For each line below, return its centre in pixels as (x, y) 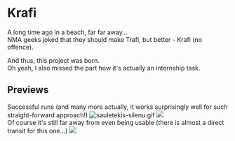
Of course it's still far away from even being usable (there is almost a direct (116, 122)
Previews (28, 90)
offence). (20, 47)
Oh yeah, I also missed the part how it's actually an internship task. (104, 68)
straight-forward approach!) (48, 115)
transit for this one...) (38, 131)
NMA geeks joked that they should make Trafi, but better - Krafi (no (105, 39)
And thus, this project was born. (53, 60)
